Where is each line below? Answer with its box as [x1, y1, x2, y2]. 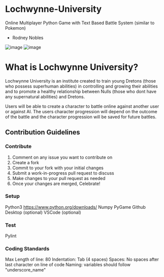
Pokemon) [5, 25, 26, 31]
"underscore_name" [5, 267, 46, 273]
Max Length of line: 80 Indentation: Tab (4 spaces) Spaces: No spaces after [5, 256, 159, 263]
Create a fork [12, 159, 39, 165]
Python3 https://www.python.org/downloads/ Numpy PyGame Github [5, 204, 146, 210]
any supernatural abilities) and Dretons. [5, 93, 85, 99]
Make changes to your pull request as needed [12, 175, 106, 181]
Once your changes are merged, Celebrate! [12, 181, 100, 186]
